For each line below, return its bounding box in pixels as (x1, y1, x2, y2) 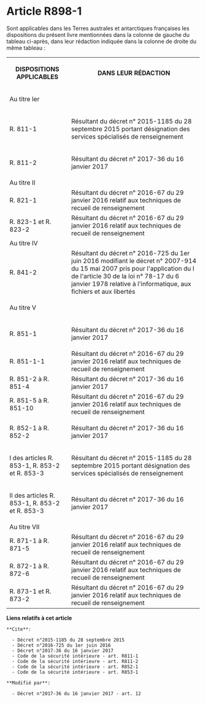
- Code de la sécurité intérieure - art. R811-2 (12, 658, 139, 664)
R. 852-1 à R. (9, 423, 49, 432)
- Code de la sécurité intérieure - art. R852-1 (12, 664, 139, 670)
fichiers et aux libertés (71, 287, 135, 296)
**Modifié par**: (6, 680, 51, 686)
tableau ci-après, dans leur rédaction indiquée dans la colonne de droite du (6, 37, 197, 45)
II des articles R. (9, 491, 55, 499)
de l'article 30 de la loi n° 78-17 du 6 (71, 272, 180, 280)
